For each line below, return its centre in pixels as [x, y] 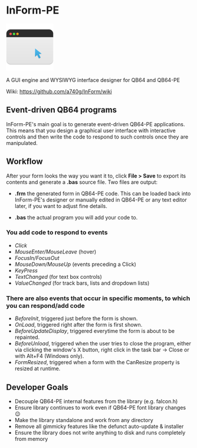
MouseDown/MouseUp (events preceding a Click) [75, 264]
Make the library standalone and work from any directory [84, 420]
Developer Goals [37, 387]
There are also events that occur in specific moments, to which [98, 298]
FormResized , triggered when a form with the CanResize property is [97, 363]
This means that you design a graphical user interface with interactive [91, 130]
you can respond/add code [46, 305]
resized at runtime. [37, 368]
